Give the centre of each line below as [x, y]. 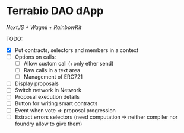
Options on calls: [35, 57]
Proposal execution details [47, 97]
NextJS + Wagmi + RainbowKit [44, 27]
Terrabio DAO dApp [55, 11]
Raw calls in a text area [52, 70]
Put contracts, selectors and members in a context [76, 50]
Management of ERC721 [53, 77]
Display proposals [37, 83]
